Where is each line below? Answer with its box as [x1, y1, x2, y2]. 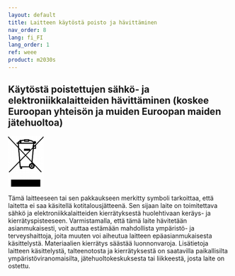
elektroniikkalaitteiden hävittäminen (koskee [8, 94, 210, 106]
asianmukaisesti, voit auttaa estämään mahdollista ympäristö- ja [8, 223, 195, 232]
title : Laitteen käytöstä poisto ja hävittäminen [8, 18, 158, 26]
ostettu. [8, 261, 30, 270]
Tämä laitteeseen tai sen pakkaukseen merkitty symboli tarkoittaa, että [8, 194, 214, 202]
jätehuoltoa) [8, 117, 63, 129]
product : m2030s [8, 57, 56, 64]
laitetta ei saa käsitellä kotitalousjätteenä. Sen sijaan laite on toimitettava [8, 201, 218, 209]
